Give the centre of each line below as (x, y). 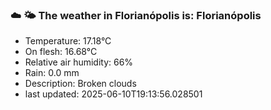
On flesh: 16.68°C (61, 52)
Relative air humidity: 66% (79, 62)
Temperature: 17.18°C (68, 41)
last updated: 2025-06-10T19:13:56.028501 (113, 94)
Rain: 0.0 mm (52, 73)
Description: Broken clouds (80, 84)
